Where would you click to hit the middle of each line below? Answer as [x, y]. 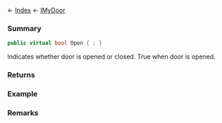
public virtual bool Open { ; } [55, 43]
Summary [25, 28]
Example [23, 94]
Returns [21, 75]
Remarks [23, 112]
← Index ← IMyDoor [36, 10]
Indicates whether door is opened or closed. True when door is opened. [112, 57]
